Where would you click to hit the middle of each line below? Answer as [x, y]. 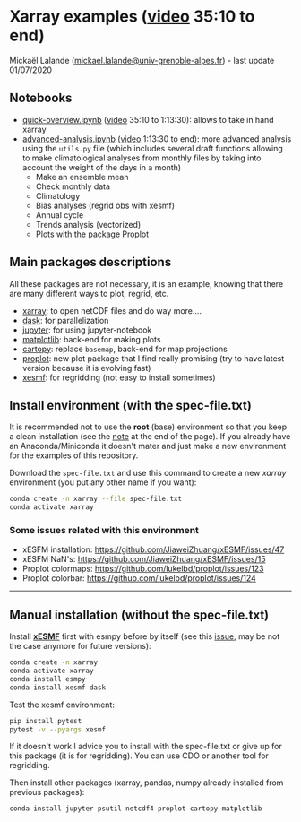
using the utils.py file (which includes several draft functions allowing [153, 148]
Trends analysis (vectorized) [88, 224]
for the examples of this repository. [74, 455]
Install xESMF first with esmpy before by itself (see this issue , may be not [145, 636]
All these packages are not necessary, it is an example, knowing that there [146, 283]
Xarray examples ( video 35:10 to [132, 17]
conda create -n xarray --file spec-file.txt [95, 499]
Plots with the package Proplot [92, 234]
